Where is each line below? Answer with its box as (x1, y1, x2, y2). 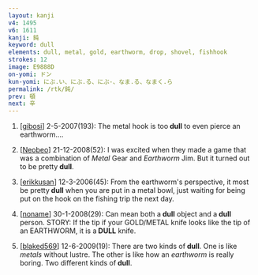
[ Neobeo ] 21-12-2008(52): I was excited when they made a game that (19, 145, 247, 155)
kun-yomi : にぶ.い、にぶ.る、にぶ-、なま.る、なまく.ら (8, 77, 174, 85)
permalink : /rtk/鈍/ (8, 85, 75, 93)
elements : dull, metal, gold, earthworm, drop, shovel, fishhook (8, 48, 227, 56)
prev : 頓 (8, 92, 36, 100)
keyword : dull (8, 41, 55, 49)
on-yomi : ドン (8, 70, 53, 78)
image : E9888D (8, 63, 55, 71)
